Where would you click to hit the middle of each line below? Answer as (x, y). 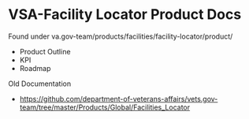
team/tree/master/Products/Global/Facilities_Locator (105, 107)
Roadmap (35, 68)
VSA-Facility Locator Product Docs (125, 15)
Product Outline (45, 51)
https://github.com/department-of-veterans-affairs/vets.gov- (119, 99)
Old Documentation (40, 84)
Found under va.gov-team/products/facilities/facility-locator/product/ (121, 36)
